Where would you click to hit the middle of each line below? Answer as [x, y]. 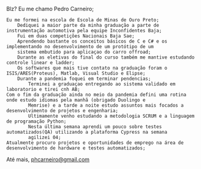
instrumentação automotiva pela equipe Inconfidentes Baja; [84, 31]
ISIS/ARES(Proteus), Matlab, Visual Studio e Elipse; [76, 73]
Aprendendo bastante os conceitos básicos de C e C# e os [92, 41]
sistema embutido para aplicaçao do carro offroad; [84, 52]
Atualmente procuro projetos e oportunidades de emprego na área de [95, 143]
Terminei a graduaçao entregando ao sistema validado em [102, 84]
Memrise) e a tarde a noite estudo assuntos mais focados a [106, 106]
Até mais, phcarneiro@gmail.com [48, 159]
